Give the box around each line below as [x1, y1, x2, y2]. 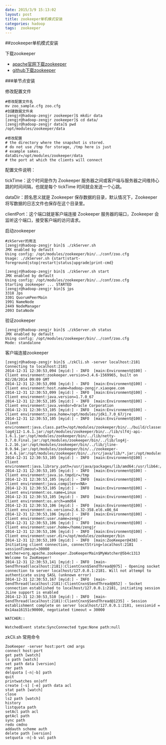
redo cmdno [5, 722, 28, 728]
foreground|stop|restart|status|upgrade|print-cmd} [5, 260, 114, 266]
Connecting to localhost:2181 [5, 364, 68, 369]
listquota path [5, 705, 37, 710]
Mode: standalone [5, 341, 41, 346]
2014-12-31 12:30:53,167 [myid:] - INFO [5, 577, 90, 582]
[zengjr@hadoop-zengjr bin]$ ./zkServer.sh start [5, 269, 110, 274]
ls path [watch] [5, 657, 39, 662]
